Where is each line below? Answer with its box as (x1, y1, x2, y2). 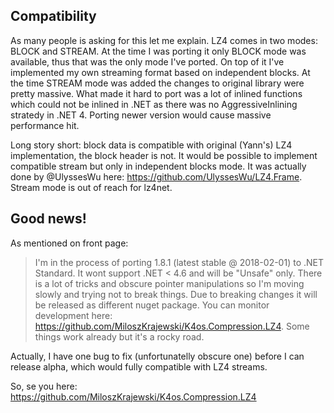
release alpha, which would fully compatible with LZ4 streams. (10, 360, 268, 373)
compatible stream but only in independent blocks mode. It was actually (10, 160, 307, 172)
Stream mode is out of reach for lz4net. (10, 181, 173, 193)
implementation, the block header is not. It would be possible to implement (10, 149, 318, 161)
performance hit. (10, 119, 80, 131)
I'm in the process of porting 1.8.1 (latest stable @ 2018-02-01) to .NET (34, 256, 324, 268)
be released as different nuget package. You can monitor (34, 299, 270, 311)
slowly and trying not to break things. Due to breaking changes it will (34, 288, 318, 300)
